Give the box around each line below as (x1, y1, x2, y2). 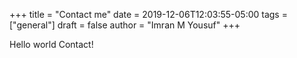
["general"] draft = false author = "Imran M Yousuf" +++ (9, 19, 241, 31)
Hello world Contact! (9, 39, 94, 50)
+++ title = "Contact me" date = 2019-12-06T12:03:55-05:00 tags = (9, 9, 288, 20)
